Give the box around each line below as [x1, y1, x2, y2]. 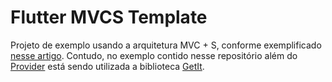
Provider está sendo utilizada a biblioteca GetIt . [10, 60, 205, 72]
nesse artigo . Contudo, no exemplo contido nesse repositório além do [10, 49, 298, 61]
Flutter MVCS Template [10, 6, 208, 29]
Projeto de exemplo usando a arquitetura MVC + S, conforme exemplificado [10, 39, 322, 51]
